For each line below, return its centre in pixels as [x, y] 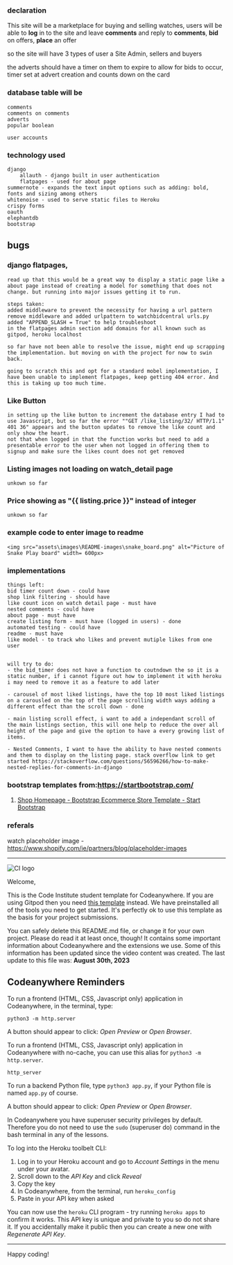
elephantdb [23, 218]
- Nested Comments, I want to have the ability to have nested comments [114, 750]
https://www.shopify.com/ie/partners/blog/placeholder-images [97, 848]
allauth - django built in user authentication [89, 175]
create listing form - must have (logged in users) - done [94, 622]
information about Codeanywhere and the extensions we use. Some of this [114, 945]
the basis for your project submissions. [63, 917]
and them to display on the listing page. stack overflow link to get [111, 756]
